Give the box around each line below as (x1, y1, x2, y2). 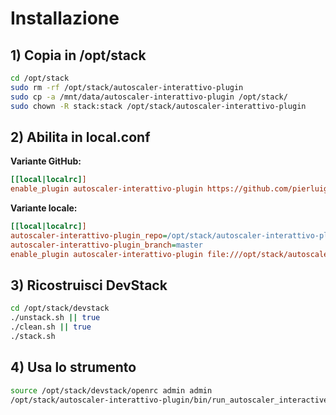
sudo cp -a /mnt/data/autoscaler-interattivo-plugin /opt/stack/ (10, 92, 288, 102)
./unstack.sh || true (10, 313, 101, 323)
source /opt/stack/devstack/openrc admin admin (10, 385, 213, 396)
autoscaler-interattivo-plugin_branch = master (10, 240, 203, 250)
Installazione (10, 7, 120, 30)
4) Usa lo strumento (10, 359, 137, 376)
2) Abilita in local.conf (10, 128, 151, 146)
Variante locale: (10, 202, 78, 214)
